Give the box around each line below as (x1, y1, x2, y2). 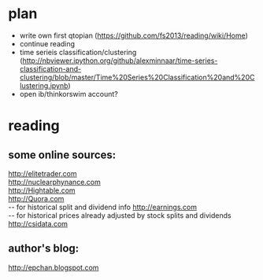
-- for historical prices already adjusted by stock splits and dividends (8, 210, 232, 220)
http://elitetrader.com (8, 168, 77, 178)
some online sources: (8, 148, 117, 161)
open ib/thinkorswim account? (19, 89, 118, 98)
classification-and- (19, 64, 82, 73)
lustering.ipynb (19, 80, 69, 90)
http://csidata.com (8, 219, 69, 228)
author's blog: (8, 241, 80, 256)
